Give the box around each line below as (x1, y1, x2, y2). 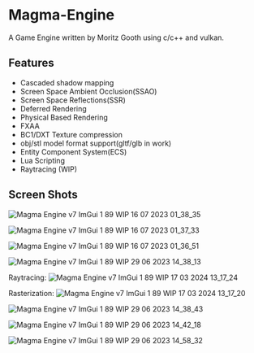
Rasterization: (8, 288, 54, 298)
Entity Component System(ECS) (19, 146, 127, 156)
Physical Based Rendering (19, 112, 108, 122)
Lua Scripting (19, 155, 65, 165)
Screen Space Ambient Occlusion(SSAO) (19, 86, 157, 96)
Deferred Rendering (19, 103, 87, 113)
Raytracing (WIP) (19, 164, 78, 174)
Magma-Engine (8, 6, 115, 24)
